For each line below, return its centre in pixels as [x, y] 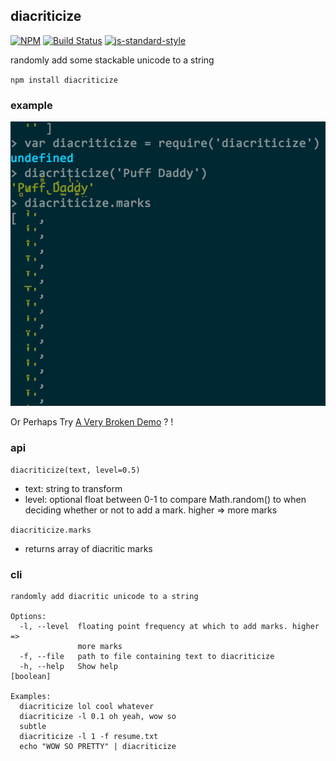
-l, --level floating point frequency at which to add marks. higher [169, 627]
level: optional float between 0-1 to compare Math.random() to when [165, 500]
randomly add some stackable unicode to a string [112, 60]
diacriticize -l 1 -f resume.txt [89, 737]
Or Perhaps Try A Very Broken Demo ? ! [92, 421]
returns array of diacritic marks [88, 549]
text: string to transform [73, 489]
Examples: [31, 697]
